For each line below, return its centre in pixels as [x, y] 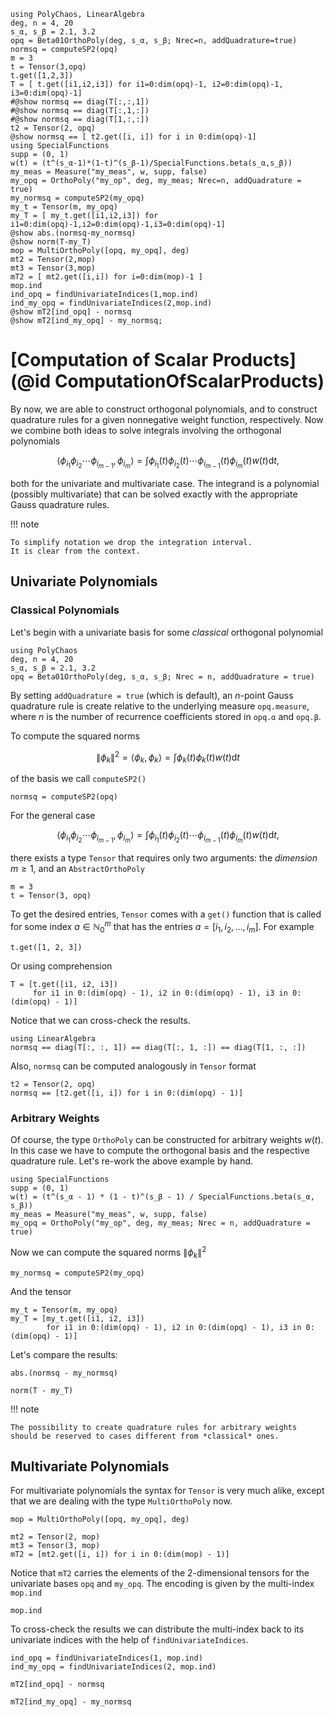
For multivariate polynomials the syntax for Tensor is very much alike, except [167, 1491]
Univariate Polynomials [84, 581]
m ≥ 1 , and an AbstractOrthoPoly [77, 869]
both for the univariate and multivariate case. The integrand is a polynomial [165, 484]
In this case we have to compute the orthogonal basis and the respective [160, 1151]
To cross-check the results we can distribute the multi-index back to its [157, 1629]
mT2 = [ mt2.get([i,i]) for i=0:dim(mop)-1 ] [106, 277]
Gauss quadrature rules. [60, 505]
